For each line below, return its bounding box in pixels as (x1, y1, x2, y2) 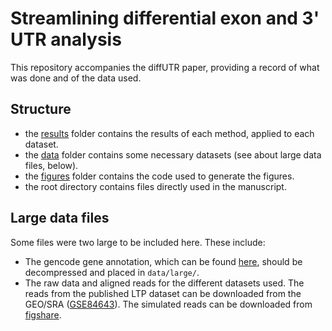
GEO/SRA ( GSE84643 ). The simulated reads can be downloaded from (24, 298, 313, 310)
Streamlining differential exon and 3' (10, 7, 320, 30)
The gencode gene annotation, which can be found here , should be (24, 255, 303, 267)
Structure (10, 101, 72, 118)
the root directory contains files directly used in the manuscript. (24, 180, 287, 192)
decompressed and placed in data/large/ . (24, 266, 200, 278)
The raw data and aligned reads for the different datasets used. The (24, 277, 305, 289)
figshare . (24, 308, 62, 321)
